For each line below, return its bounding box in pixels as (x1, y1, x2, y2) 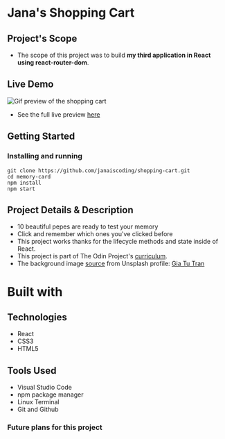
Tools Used (7, 365, 57, 376)
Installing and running (7, 151, 83, 161)
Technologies (7, 311, 68, 323)
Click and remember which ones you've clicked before (17, 230, 173, 238)
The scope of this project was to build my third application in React (17, 51, 211, 59)
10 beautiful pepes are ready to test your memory (17, 222, 159, 231)
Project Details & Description (7, 204, 134, 216)
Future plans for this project (7, 422, 102, 432)
